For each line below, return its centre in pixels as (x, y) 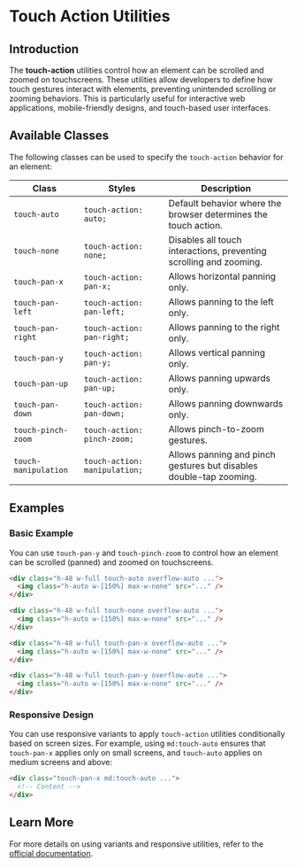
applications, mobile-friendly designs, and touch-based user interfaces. (140, 108)
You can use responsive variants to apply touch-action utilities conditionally (147, 734)
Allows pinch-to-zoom (217, 429)
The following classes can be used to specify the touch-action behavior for (146, 157)
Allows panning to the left (221, 301)
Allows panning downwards (226, 403)
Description (226, 188)
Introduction (44, 49)
